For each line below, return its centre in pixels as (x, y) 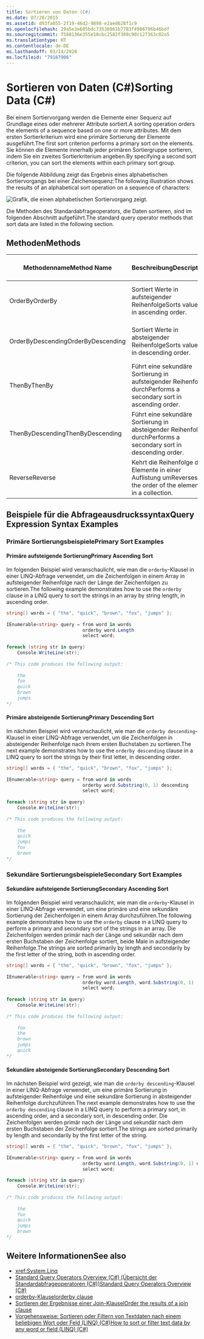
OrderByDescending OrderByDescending (68, 341)
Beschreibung (152, 268)
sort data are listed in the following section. (60, 224)
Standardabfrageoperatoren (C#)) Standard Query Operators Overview (103, 1284)
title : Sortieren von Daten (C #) (49, 12)
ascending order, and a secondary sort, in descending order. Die (87, 1116)
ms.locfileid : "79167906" (39, 57)
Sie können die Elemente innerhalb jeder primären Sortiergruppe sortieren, (100, 149)
